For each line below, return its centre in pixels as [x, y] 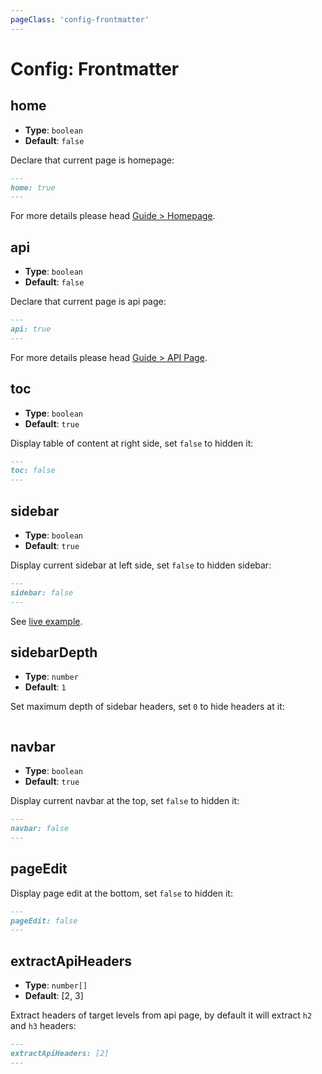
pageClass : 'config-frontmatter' [80, 19]
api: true [31, 329]
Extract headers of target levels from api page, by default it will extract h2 [161, 1015]
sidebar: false [42, 592]
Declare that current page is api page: [88, 302]
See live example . [46, 621]
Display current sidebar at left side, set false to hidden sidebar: [141, 565]
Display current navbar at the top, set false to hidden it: [125, 801]
